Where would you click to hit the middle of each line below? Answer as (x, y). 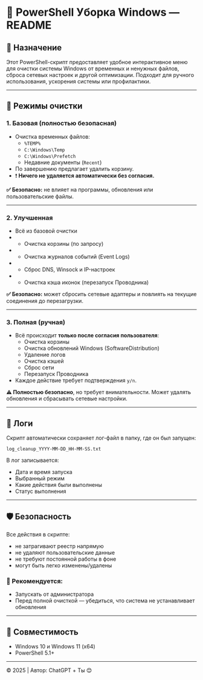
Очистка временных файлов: (53, 136)
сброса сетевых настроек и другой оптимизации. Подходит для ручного (100, 75)
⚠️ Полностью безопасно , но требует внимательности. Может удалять (99, 392)
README (29, 25)
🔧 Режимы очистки (44, 106)
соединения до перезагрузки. (45, 301)
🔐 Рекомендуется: (35, 581)
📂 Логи (20, 423)
